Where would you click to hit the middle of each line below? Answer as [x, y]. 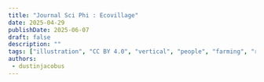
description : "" [35, 45]
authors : [22, 59]
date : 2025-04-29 [37, 23]
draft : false [29, 37]
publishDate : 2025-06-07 [49, 30]
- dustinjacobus [38, 66]
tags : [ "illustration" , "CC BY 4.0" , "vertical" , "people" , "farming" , [128, 52]
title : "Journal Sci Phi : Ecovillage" [73, 15]
